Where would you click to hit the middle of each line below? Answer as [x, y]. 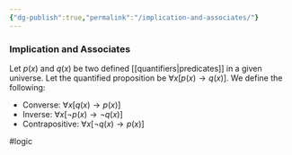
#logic [21, 141]
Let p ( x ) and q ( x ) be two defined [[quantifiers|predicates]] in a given [136, 68]
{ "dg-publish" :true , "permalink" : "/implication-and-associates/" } [134, 17]
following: [27, 87]
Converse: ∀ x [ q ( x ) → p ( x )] [71, 105]
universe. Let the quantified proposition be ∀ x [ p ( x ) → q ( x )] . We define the [146, 78]
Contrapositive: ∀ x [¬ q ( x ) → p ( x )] [84, 124]
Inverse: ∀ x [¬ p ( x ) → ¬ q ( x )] [72, 114]
